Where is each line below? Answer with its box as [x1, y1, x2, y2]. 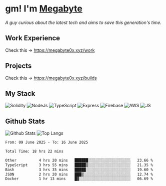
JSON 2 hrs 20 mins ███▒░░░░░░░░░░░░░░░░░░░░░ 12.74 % [5, 172, 153, 177]
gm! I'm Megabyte [5, 3, 82, 14]
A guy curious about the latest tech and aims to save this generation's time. [5, 19, 161, 25]
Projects [5, 62, 32, 70]
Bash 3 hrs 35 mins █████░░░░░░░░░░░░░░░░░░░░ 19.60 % [5, 167, 153, 172]
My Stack [5, 89, 35, 98]
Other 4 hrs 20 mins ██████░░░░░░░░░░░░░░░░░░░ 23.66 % [5, 158, 153, 163]
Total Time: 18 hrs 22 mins [5, 149, 64, 154]
